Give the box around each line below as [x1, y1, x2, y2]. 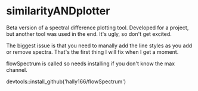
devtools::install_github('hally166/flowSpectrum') [6, 78, 126, 85]
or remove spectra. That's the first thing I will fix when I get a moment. [6, 48, 179, 55]
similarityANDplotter [6, 4, 110, 18]
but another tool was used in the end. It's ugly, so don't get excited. [6, 30, 172, 37]
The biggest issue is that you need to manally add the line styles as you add [6, 42, 193, 49]
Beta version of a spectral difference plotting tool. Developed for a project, [6, 24, 189, 31]
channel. [6, 66, 28, 73]
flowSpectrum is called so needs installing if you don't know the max [6, 60, 175, 67]
